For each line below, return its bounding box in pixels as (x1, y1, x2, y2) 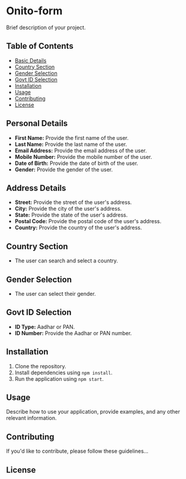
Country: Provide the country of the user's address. (14, 224, 142, 231)
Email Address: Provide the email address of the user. (14, 147, 147, 154)
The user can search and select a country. (14, 257, 118, 264)
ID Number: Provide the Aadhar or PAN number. (14, 329, 132, 337)
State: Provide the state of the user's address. (14, 211, 128, 218)
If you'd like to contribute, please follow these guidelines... (6, 447, 149, 455)
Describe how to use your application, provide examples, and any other (6, 408, 181, 415)
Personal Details (6, 118, 68, 129)
